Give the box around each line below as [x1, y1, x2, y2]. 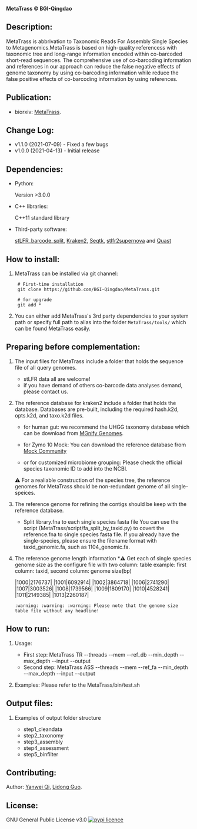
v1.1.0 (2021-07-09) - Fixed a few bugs [14, 141, 109, 148]
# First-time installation [17, 282, 84, 288]
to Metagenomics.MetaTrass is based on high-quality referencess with [6, 44, 178, 51]
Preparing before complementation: [6, 342, 141, 352]
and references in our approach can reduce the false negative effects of [6, 63, 181, 70]
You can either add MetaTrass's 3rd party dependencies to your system [14, 312, 189, 319]
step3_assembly [23, 738, 64, 745]
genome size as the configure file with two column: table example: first [14, 561, 187, 568]
